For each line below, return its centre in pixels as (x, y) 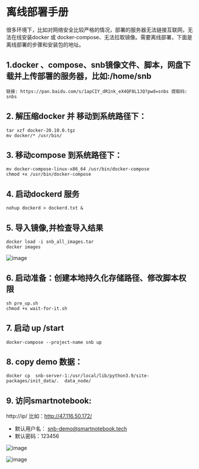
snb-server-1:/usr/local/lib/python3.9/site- (92, 376)
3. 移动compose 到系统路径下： (64, 155)
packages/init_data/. (33, 381)
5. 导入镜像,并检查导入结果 (55, 228)
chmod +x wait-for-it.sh (37, 308)
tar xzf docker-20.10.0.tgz (41, 130)
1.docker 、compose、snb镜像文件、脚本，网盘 (95, 65)
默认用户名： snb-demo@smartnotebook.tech (71, 429)
